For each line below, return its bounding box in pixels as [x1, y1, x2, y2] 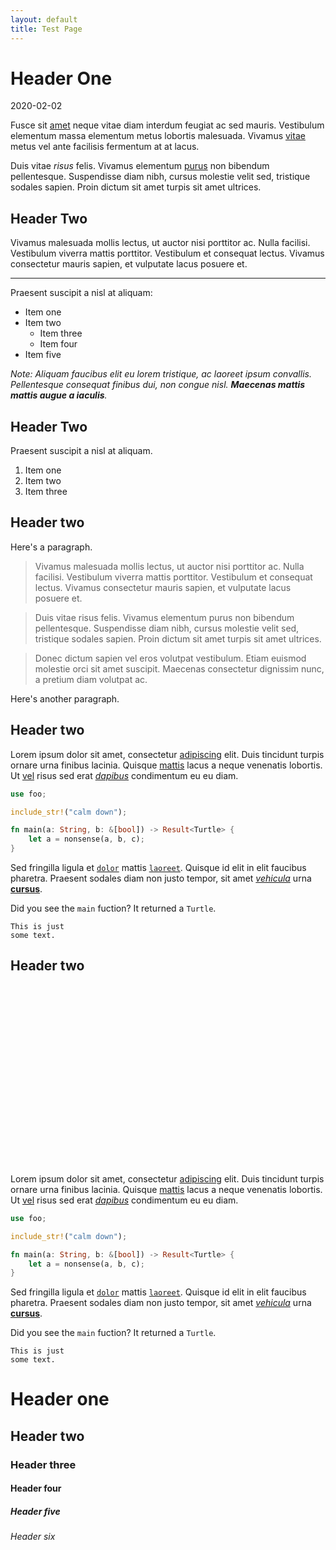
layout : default [10, 14, 78, 25]
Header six [10, 1531, 56, 1543]
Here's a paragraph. [10, 541, 93, 553]
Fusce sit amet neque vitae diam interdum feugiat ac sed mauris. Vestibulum [10, 119, 325, 131]
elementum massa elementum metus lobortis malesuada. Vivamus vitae [10, 130, 306, 142]
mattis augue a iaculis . [10, 389, 108, 401]
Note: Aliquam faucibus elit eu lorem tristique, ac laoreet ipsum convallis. [10, 368, 312, 380]
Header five [10, 1505, 61, 1517]
